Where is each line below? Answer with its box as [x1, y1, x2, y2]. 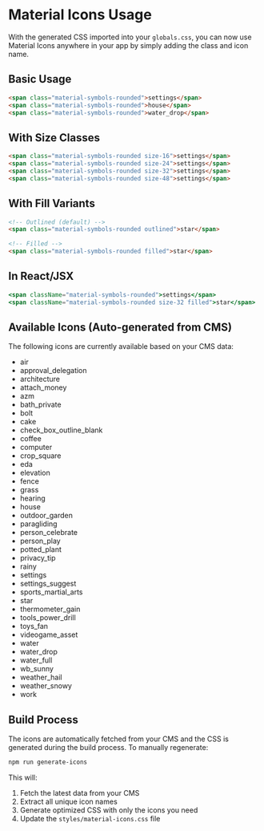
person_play [19, 536, 62, 546]
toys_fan [19, 622, 49, 631]
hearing [19, 493, 46, 503]
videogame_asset [19, 630, 78, 639]
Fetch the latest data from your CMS [19, 788, 140, 798]
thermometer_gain [19, 604, 81, 614]
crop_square [19, 451, 62, 460]
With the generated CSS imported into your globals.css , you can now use [8, 32, 252, 42]
